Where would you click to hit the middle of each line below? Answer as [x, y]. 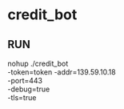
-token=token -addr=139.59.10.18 [62, 72]
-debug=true [29, 89]
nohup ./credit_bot [38, 63]
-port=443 [25, 81]
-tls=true [22, 97]
